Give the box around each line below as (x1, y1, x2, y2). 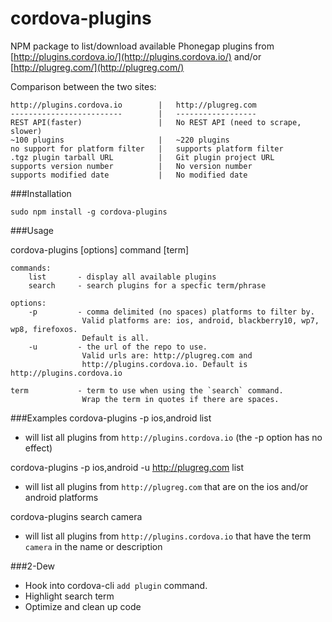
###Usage (10, 224, 55, 236)
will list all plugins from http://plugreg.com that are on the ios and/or (24, 480, 309, 492)
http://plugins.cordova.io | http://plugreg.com (10, 100, 257, 110)
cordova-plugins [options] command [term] (10, 243, 190, 256)
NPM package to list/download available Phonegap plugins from (10, 40, 275, 52)
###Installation (10, 187, 72, 199)
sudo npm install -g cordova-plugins (10, 207, 168, 217)
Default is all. (81, 333, 150, 343)
